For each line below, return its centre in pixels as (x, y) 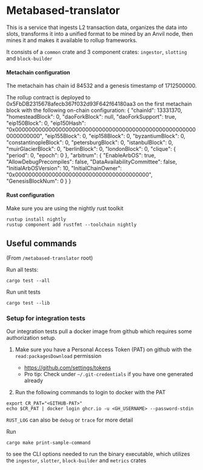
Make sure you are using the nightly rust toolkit (65, 208)
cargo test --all (28, 281)
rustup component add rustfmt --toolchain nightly (72, 225)
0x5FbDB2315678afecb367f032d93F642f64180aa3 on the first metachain (99, 104)
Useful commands (42, 243)
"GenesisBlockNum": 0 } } (39, 181)
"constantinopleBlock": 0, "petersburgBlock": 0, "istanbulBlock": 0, (90, 142)
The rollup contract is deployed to (48, 98)
